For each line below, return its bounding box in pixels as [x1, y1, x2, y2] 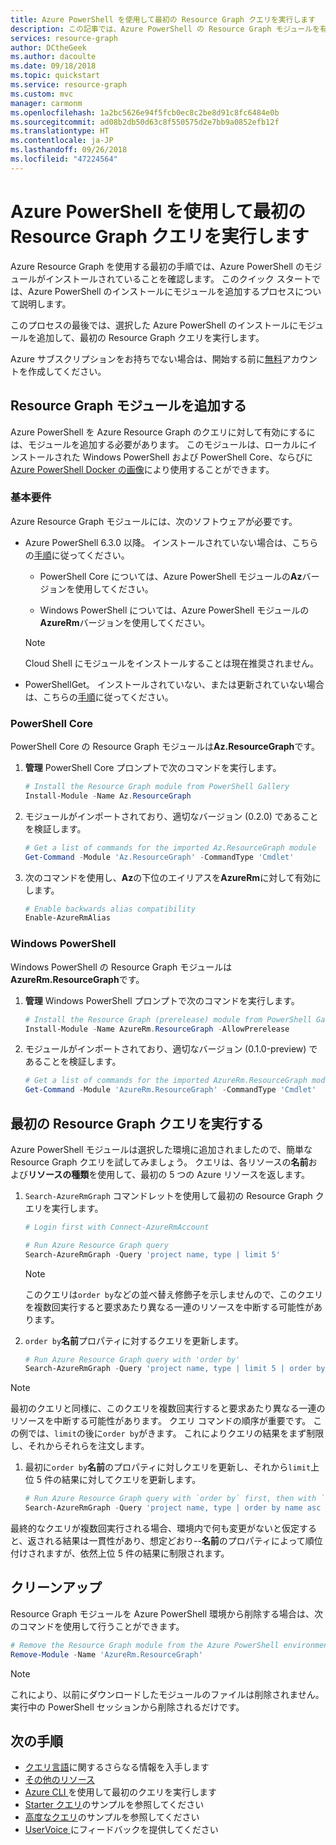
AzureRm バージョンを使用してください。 [39, 616, 211, 628]
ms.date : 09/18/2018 [10, 61, 97, 71]
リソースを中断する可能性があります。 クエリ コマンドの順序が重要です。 [10, 1415, 312, 1427]
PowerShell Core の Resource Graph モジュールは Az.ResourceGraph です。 [10, 741, 320, 753]
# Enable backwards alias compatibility [24, 904, 196, 914]
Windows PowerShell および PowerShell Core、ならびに [82, 451, 313, 463]
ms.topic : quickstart [10, 71, 101, 81]
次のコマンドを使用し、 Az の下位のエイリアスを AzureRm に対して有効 [24, 871, 313, 883]
